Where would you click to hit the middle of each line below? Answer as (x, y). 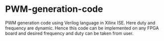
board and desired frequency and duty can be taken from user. (69, 33)
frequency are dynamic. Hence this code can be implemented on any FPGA (82, 28)
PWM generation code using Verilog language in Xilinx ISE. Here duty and (80, 23)
